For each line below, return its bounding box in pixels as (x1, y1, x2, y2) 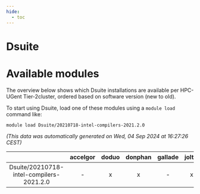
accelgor (69, 152, 96, 161)
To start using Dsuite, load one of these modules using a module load (6, 104, 176, 112)
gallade (157, 152, 179, 161)
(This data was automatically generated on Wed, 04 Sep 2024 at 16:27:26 (6, 132, 189, 139)
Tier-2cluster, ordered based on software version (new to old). (23, 93, 176, 100)
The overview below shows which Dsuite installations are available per (6, 87, 179, 94)
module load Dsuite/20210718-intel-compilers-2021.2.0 (6, 122, 145, 128)
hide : (6, 8, 20, 15)
